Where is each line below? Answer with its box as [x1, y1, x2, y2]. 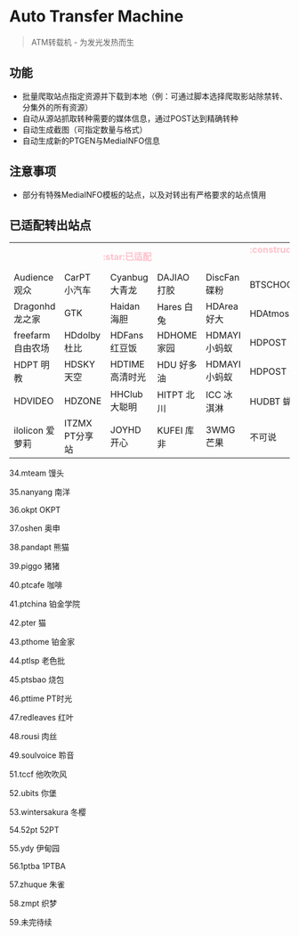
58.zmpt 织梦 [9, 898, 58, 909]
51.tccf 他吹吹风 [9, 769, 68, 780]
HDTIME [109, 358, 145, 370]
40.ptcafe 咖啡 [9, 580, 63, 590]
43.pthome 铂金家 [9, 637, 76, 647]
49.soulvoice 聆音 [9, 750, 75, 761]
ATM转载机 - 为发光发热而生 [30, 37, 135, 47]
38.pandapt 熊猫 [9, 541, 69, 553]
